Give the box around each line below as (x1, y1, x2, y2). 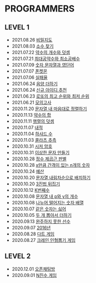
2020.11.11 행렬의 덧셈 (11, 118, 54, 124)
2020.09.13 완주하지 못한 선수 (11, 218, 71, 224)
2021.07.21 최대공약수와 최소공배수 (11, 56, 80, 62)
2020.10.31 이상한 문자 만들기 (11, 150, 70, 155)
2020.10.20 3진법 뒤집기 (11, 181, 60, 187)
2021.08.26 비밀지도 (11, 37, 53, 43)
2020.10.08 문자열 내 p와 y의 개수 (11, 193, 78, 199)
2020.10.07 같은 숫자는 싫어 (11, 206, 67, 212)
